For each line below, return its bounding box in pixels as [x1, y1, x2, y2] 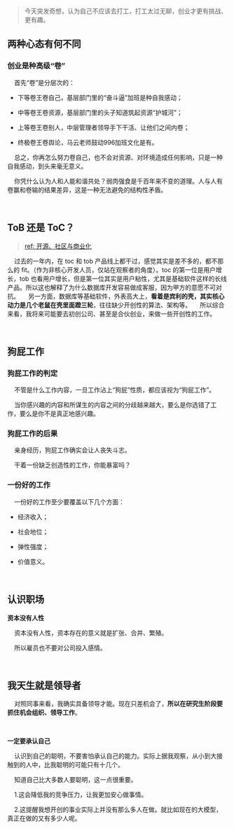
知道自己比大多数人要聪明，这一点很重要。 [13, 776, 137, 784]
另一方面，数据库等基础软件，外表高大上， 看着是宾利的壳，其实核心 [27, 292, 225, 300]
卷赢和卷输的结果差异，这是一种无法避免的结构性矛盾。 [7, 186, 167, 194]
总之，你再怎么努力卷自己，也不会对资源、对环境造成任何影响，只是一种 [13, 153, 223, 161]
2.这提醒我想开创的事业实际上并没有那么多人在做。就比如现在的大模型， [13, 805, 223, 814]
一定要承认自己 [7, 737, 50, 745]
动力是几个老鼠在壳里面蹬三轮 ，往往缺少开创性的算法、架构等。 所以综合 [7, 300, 225, 309]
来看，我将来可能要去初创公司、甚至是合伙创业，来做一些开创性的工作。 [7, 309, 216, 318]
